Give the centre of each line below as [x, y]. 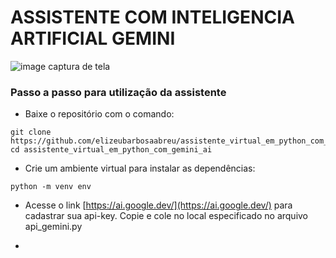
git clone [31, 132]
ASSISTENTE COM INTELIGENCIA [152, 17]
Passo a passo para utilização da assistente [118, 92]
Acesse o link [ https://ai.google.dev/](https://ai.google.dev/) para [158, 205]
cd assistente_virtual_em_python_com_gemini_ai [111, 150]
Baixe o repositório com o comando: [99, 114]
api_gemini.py [53, 227]
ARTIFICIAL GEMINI [93, 38]
